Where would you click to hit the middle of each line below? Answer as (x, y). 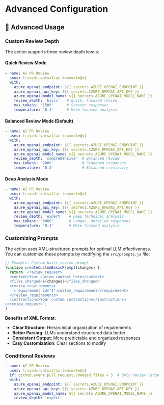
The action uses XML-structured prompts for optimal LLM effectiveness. (78, 249)
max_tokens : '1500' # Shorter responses (61, 105)
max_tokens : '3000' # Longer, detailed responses (72, 221)
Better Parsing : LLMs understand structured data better (69, 333)
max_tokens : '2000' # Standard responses (70, 163)
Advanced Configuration (56, 9)
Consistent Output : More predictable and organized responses (76, 338)
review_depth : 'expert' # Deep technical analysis (69, 217)
